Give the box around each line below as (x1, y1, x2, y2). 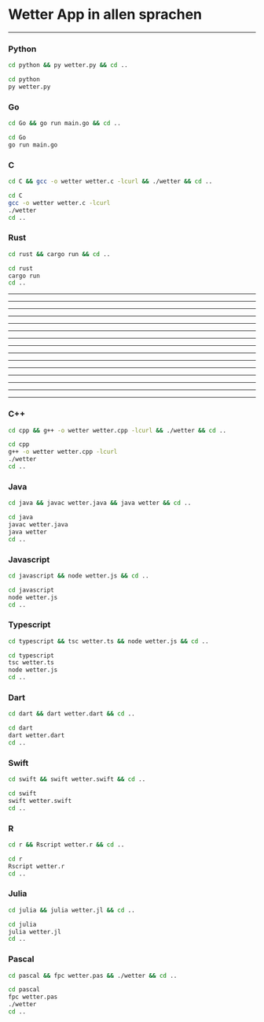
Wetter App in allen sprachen (8, 6, 203, 24)
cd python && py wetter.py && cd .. (8, 61, 128, 69)
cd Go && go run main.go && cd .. (8, 120, 122, 128)
